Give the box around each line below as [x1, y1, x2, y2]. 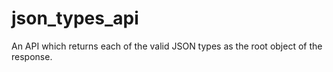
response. [11, 50, 53, 62]
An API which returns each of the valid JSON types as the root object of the [11, 40, 323, 52]
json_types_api [11, 7, 139, 30]
